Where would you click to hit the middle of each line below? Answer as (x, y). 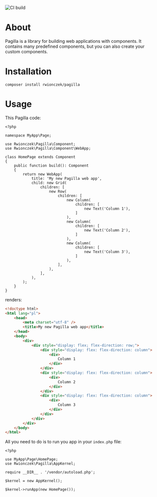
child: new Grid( (49, 183)
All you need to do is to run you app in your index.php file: (63, 442)
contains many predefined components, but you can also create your (75, 46)
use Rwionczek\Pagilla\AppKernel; (40, 464)
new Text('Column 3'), (107, 252)
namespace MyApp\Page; (28, 135)
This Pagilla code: (23, 118)
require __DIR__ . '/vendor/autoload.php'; (50, 472)
